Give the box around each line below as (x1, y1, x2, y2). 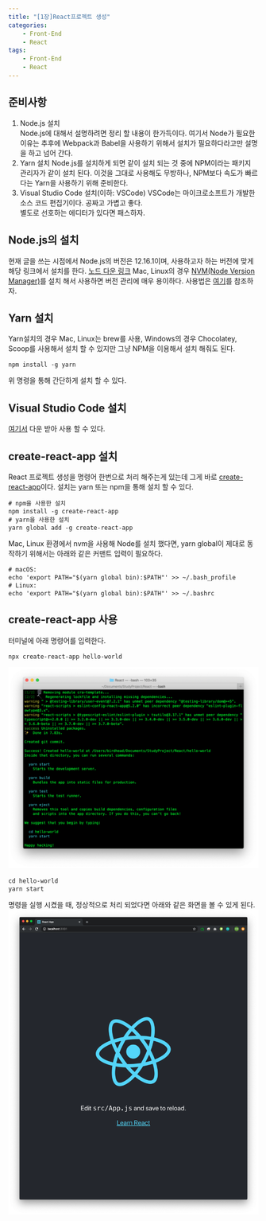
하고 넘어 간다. (28, 148, 73, 158)
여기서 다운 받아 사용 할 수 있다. (8, 424, 106, 434)
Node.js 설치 (19, 118, 60, 127)
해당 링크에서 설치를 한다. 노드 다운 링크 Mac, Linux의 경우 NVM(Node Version (8, 266, 256, 275)
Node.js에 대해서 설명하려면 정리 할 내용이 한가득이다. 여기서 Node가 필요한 (19, 128, 256, 138)
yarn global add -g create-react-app (8, 524, 133, 532)
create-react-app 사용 (8, 613, 118, 626)
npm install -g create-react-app (8, 507, 119, 515)
